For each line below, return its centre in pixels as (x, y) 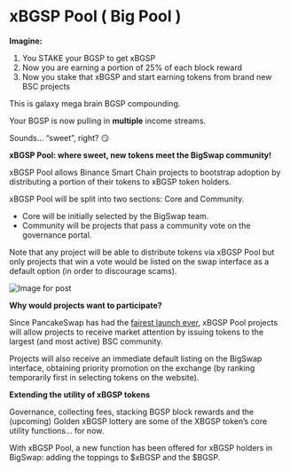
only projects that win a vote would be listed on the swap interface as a (139, 261)
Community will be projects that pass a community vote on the (136, 225)
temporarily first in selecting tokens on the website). (104, 377)
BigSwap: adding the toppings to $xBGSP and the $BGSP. (115, 457)
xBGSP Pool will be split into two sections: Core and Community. (127, 199)
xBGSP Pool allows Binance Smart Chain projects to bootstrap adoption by (145, 172)
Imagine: (26, 41)
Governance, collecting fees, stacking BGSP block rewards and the (132, 412)
